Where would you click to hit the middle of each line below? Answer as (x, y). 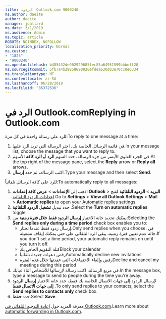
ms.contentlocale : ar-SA (31, 79)
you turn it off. (34, 244)
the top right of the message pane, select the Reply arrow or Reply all (83, 162)
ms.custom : (16, 51)
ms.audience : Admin (25, 33)
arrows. (20, 167)
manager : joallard (24, 23)
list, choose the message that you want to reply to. (64, 151)
